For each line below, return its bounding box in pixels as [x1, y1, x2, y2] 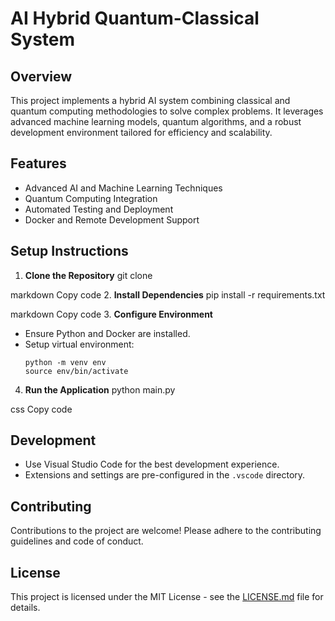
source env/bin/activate [24, 366, 129, 376]
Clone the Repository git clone [24, 269, 153, 281]
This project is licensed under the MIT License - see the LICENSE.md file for [10, 591, 324, 603]
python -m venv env [24, 357, 107, 367]
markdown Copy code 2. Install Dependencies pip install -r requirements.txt [10, 288, 326, 301]
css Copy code [10, 403, 73, 415]
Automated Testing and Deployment [24, 203, 174, 215]
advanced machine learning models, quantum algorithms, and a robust [10, 116, 302, 127]
